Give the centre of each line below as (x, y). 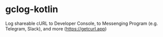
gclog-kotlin (32, 9)
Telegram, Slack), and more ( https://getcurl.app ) (56, 28)
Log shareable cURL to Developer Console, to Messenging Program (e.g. (81, 23)
